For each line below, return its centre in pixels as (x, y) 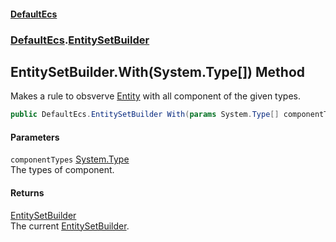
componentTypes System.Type (70, 159)
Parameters (35, 137)
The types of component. (62, 170)
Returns (27, 193)
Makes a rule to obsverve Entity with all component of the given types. (155, 96)
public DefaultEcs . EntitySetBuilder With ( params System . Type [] (145, 115)
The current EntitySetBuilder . (70, 226)
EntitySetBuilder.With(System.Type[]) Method (158, 71)
